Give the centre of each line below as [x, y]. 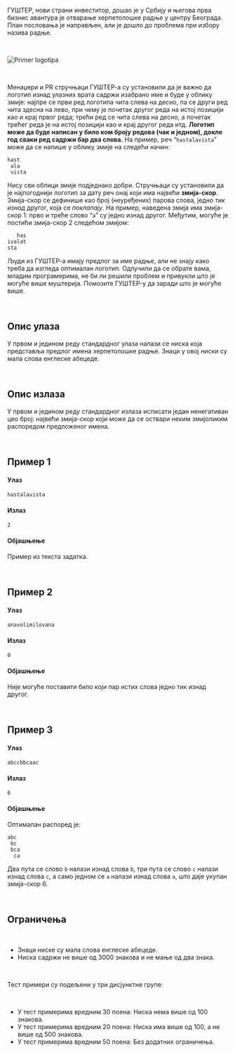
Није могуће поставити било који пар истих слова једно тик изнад [107, 686]
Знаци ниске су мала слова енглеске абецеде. [87, 950]
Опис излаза [36, 395]
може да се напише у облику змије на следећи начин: [89, 147]
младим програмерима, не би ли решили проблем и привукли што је [111, 276]
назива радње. [29, 32]
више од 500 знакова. [50, 1035]
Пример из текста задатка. [48, 556]
